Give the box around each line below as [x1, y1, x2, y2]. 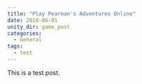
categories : [7, 29, 42, 37]
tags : [7, 43, 23, 50]
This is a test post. [7, 68, 61, 77]
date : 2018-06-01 [7, 17, 58, 24]
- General [13, 36, 42, 43]
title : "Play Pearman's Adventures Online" [7, 10, 136, 17]
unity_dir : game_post [7, 23, 71, 30]
